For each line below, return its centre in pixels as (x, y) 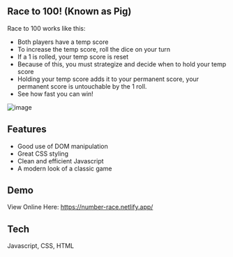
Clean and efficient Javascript (60, 161)
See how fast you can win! (55, 94)
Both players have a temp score (63, 42)
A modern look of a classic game (65, 168)
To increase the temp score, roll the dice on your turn (94, 49)
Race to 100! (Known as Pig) (69, 12)
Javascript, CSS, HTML (41, 246)
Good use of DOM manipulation (62, 146)
